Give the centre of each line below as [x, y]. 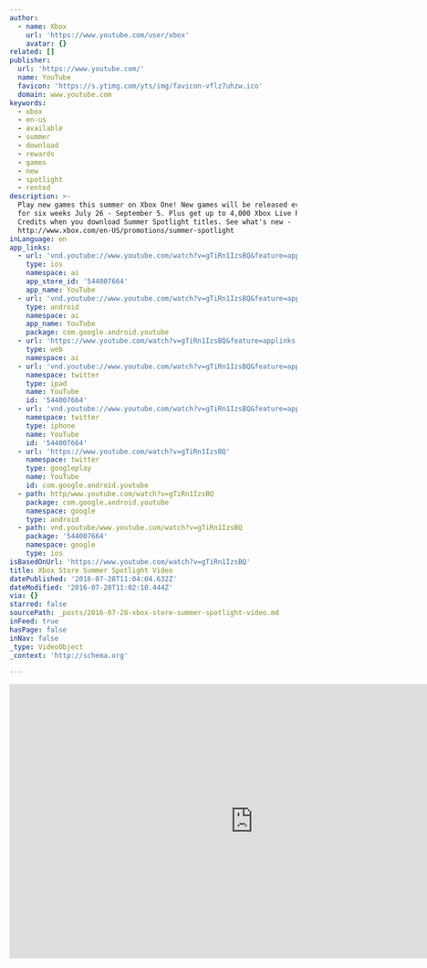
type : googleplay [59, 468]
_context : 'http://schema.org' [69, 655]
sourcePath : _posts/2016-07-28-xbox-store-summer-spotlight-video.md [145, 613]
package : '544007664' [67, 537]
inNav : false [34, 638]
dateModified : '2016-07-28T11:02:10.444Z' [91, 587]
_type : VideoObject [47, 647]
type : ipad [47, 383]
